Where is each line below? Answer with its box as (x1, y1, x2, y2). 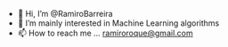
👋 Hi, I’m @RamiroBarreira (17, 9, 113, 19)
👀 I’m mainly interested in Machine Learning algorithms (17, 18, 220, 28)
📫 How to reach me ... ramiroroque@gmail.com (17, 27, 193, 38)
